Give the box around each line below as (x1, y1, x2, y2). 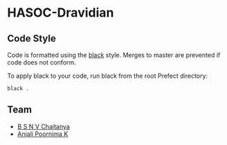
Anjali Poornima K (17, 130, 68, 138)
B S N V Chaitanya (17, 122, 70, 130)
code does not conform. (7, 58, 76, 67)
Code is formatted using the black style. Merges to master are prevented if (7, 51, 221, 59)
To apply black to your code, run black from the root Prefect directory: (7, 71, 208, 80)
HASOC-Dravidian (7, 5, 115, 21)
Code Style (7, 33, 56, 44)
